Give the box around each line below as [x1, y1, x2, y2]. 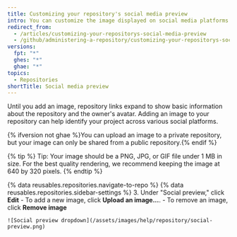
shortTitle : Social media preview [7, 83, 109, 90]
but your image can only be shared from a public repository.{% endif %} [7, 139, 217, 147]
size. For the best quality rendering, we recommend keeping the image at [7, 160, 220, 168]
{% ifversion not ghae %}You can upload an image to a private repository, [7, 131, 222, 139]
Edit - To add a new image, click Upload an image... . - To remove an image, [7, 196, 229, 204]
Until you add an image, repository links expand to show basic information [7, 102, 223, 110]
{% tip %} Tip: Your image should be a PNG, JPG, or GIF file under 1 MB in [7, 152, 222, 161]
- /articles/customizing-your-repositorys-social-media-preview [13, 30, 207, 37]
